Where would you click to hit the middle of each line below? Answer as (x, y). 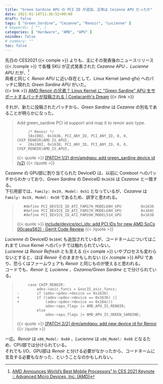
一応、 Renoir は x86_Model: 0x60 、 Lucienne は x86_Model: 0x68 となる (76, 339)
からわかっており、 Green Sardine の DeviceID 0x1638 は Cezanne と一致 (81, 179)
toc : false (16, 46)
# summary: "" (19, 41)
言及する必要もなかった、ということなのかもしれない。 (60, 357)
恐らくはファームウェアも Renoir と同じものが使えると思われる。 (78, 263)
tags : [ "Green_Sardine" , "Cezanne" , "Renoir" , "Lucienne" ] (68, 23)
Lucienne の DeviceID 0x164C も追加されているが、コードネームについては (79, 239)
